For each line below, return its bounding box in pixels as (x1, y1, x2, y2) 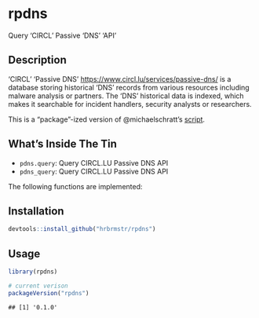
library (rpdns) (8, 268, 58, 276)
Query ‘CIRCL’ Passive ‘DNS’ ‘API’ (8, 31, 117, 40)
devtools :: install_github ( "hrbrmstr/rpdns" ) (8, 225, 156, 233)
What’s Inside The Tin (8, 137, 118, 151)
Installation (8, 204, 64, 217)
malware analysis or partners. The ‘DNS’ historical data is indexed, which (8, 91, 245, 101)
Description (8, 53, 67, 67)
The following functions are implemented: (8, 181, 143, 191)
